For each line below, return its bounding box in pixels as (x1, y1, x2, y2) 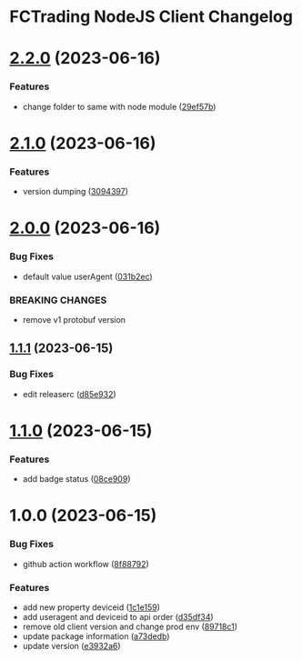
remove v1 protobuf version (22, 314, 126, 325)
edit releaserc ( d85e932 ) (22, 388, 116, 399)
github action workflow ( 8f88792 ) (22, 558, 150, 569)
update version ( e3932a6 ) (22, 640, 121, 651)
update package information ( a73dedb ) (22, 630, 170, 642)
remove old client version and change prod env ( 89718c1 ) (22, 621, 238, 632)
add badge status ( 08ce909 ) (22, 474, 131, 485)
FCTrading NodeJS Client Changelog (9, 6, 294, 27)
